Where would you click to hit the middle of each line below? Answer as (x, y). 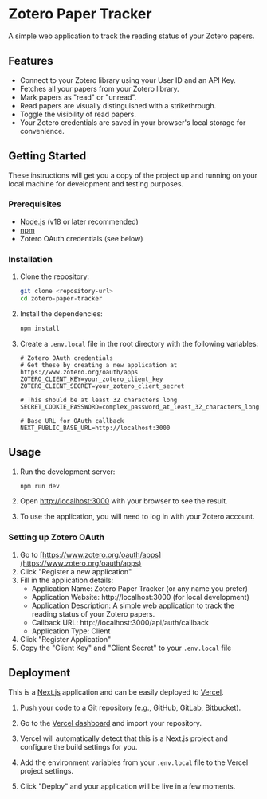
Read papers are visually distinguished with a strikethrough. (118, 105)
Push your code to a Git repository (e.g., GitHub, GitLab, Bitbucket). (130, 707)
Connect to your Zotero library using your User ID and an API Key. (128, 80)
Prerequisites (35, 204)
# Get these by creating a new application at (98, 365)
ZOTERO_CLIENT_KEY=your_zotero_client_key (91, 379)
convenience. (42, 131)
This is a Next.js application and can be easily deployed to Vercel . (116, 692)
